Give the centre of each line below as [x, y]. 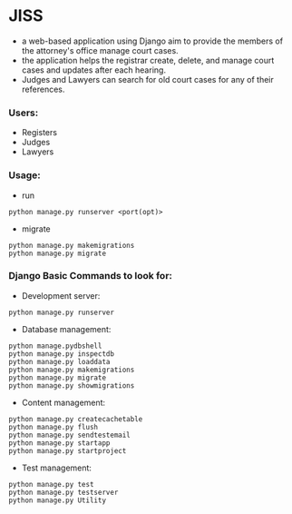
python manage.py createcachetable [76, 419]
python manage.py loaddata [59, 361]
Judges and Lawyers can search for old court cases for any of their [147, 79]
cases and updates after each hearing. [94, 70]
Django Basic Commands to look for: [91, 276]
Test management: [57, 468]
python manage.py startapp [59, 443]
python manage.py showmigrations [72, 385]
